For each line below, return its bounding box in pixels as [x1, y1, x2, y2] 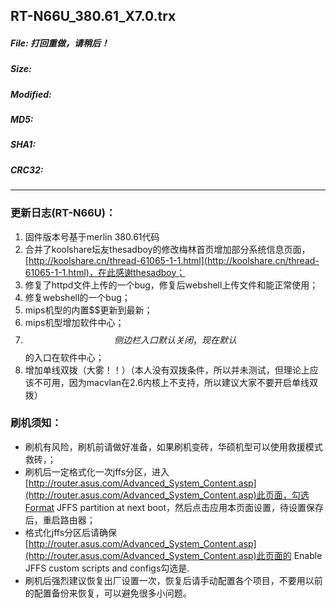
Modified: [10, 88, 52, 100]
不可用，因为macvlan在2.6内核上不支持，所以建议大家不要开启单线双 [33, 376, 319, 388]
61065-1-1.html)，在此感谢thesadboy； [24, 266, 186, 278]
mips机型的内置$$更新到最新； [24, 304, 153, 316]
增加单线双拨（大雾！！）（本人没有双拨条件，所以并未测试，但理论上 [24, 364, 310, 376]
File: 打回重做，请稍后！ [10, 37, 110, 49]
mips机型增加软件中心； [24, 316, 125, 328]
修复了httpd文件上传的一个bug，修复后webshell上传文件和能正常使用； [24, 279, 319, 291]
